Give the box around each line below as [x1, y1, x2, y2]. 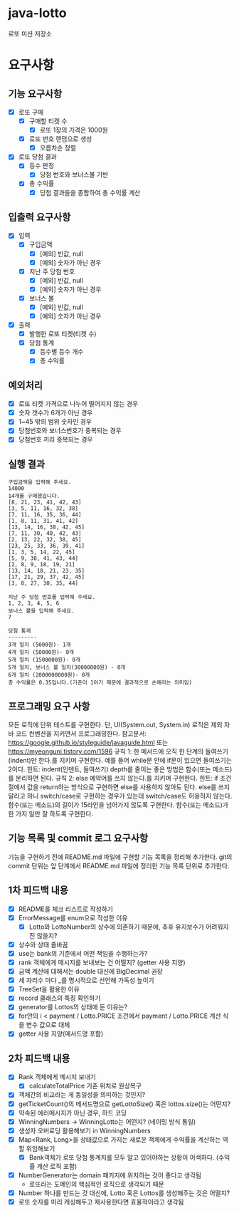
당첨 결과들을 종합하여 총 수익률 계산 [39, 188, 141, 197]
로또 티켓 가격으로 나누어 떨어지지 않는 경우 [18, 400, 139, 408]
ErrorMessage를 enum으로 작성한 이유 [18, 913, 128, 922]
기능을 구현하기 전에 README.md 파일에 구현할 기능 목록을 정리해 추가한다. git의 [8, 853, 233, 861]
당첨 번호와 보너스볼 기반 [39, 170, 109, 179]
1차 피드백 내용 [8, 885, 68, 897]
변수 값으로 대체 [26, 1021, 70, 1029]
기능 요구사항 [8, 88, 63, 100]
